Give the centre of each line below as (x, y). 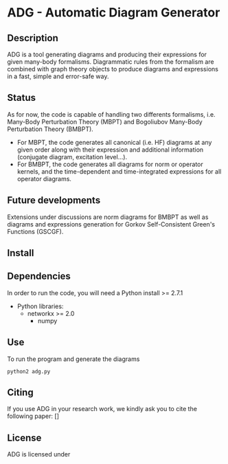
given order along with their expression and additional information (110, 150)
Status (22, 98)
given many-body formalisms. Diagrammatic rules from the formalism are (111, 62)
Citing (20, 393)
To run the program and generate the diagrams (73, 359)
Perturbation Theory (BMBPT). (50, 129)
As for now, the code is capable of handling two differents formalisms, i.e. (111, 114)
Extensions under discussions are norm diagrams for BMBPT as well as (108, 217)
